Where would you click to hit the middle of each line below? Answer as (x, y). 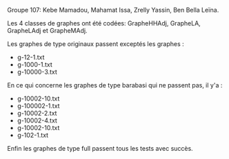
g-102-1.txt (33, 135)
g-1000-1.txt (35, 64)
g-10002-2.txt (37, 113)
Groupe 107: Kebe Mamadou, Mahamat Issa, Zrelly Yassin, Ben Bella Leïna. (113, 10)
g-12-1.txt (31, 57)
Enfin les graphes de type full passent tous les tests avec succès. (100, 148)
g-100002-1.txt (38, 106)
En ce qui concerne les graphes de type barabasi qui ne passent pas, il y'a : (115, 85)
